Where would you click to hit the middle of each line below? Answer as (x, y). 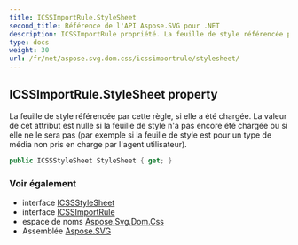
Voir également (43, 183)
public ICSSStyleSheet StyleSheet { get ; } (91, 161)
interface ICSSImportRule (68, 212)
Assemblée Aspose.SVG (67, 231)
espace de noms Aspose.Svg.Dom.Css (93, 221)
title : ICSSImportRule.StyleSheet (73, 17)
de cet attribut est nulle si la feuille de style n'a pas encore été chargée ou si (149, 125)
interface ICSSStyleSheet (68, 202)
